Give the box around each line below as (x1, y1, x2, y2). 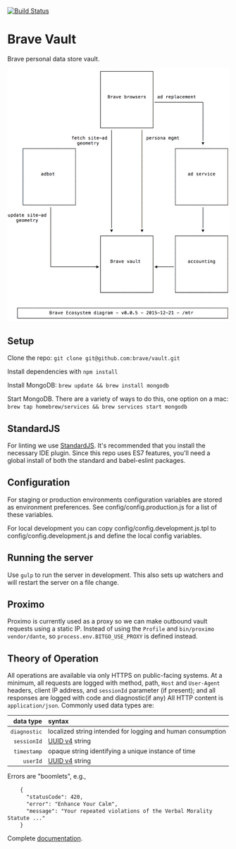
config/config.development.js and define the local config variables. (7, 531, 202, 540)
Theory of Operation (7, 652, 99, 664)
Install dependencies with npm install (7, 367, 118, 376)
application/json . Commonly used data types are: (7, 701, 154, 709)
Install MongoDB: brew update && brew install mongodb (7, 381, 169, 390)
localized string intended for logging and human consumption (48, 727, 227, 736)
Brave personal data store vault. (7, 54, 100, 63)
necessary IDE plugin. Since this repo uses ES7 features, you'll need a (7, 449, 211, 457)
